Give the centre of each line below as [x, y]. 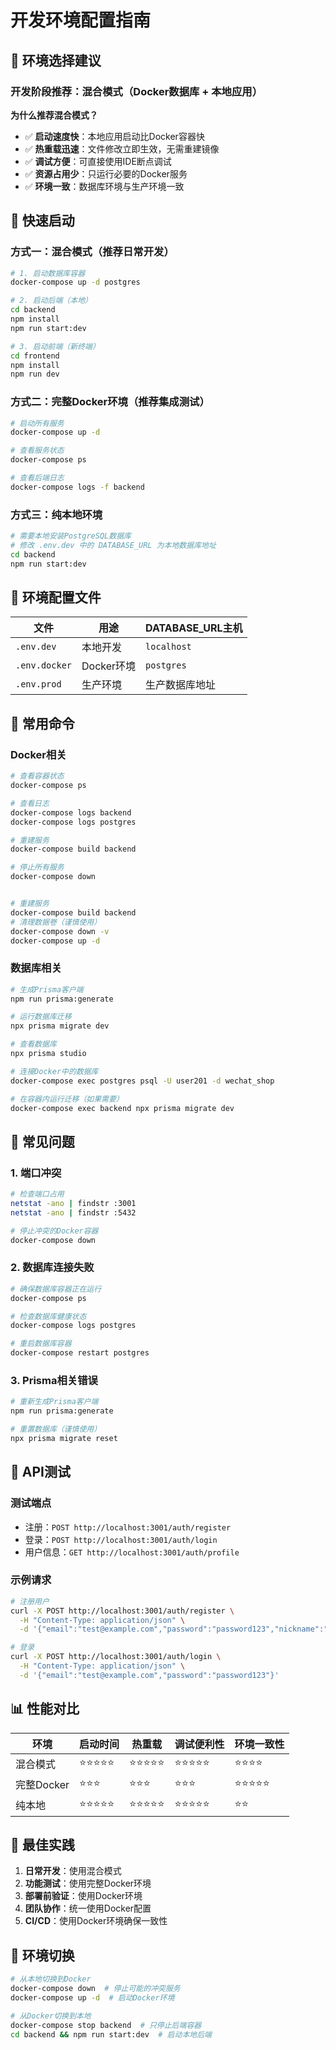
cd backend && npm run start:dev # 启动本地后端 [111, 2034]
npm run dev [35, 374]
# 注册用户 [30, 1601]
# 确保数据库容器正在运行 [56, 1289]
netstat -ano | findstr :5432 [73, 1212]
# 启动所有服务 [37, 423]
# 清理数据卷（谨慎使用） [56, 922]
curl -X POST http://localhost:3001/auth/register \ [122, 1611]
